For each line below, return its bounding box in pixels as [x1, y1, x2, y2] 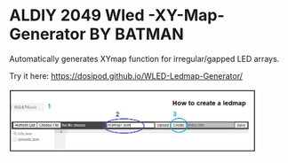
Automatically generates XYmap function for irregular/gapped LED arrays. [9, 53, 280, 64]
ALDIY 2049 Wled [9, 5, 145, 26]
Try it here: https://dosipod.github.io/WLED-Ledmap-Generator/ [9, 70, 243, 81]
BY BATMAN [89, 24, 184, 44]
